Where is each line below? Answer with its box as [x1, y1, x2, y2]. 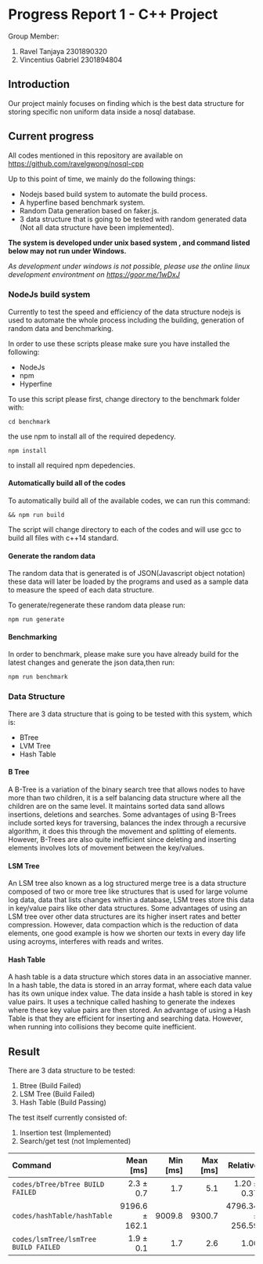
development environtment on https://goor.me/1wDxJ [8, 269, 180, 279]
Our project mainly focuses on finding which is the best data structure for [8, 98, 245, 107]
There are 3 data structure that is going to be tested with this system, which [8, 708, 253, 719]
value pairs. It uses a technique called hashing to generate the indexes [8, 997, 236, 1007]
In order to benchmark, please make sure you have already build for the [8, 650, 239, 659]
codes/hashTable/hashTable [12, 1211, 113, 1221]
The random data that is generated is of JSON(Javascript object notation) [8, 569, 246, 578]
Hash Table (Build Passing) [19, 1098, 107, 1107]
